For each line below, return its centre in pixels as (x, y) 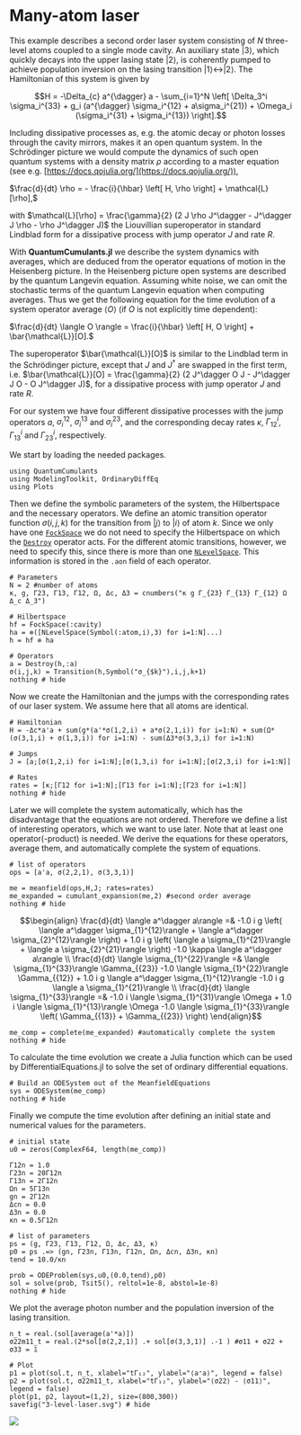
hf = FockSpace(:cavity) (56, 624)
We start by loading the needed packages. (88, 454)
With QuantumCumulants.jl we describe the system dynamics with (134, 252)
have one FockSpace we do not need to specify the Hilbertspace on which (145, 532)
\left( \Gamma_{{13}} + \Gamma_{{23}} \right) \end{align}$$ (151, 1016)
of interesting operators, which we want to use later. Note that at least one (146, 829)
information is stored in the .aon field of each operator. (110, 561)
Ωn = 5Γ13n (30, 1189)
